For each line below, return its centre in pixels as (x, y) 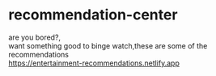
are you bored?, (35, 37)
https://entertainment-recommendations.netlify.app (94, 63)
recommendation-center (93, 15)
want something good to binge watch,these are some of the (108, 45)
